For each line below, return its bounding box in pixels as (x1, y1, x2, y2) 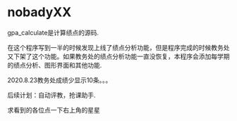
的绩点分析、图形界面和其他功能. (7, 60, 102, 69)
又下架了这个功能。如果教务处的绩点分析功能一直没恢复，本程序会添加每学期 (7, 52, 230, 60)
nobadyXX (7, 4, 72, 20)
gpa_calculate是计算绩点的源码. (7, 28, 99, 37)
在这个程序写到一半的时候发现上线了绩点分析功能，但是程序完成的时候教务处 (7, 43, 230, 51)
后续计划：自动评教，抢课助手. (7, 91, 97, 99)
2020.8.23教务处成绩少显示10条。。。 (7, 75, 112, 84)
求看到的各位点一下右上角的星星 (7, 106, 100, 114)
